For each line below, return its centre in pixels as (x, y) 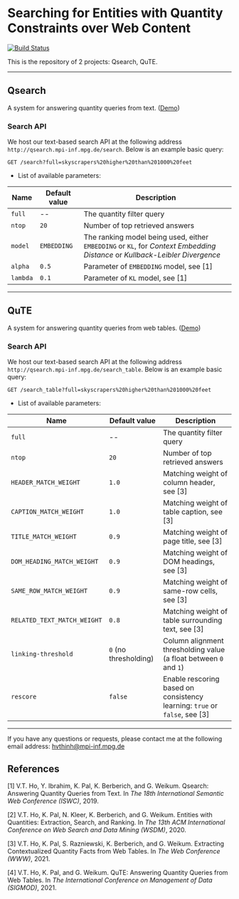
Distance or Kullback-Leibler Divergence (152, 255)
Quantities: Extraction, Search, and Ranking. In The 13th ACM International (116, 822)
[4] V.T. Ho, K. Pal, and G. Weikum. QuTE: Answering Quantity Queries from (118, 872)
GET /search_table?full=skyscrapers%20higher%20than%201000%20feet (110, 390)
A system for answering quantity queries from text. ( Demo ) (94, 107)
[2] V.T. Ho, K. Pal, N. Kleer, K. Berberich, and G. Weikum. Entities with (110, 814)
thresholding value (194, 650)
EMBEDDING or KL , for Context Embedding (150, 246)
